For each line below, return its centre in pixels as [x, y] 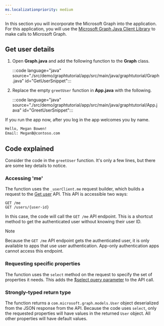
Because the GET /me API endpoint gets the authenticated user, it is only [77, 241]
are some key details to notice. [36, 165]
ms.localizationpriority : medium [39, 10]
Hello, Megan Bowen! [26, 129]
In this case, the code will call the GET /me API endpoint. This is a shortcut [79, 216]
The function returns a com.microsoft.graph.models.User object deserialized [82, 303]
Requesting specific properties [43, 264]
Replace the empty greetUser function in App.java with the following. [82, 91]
